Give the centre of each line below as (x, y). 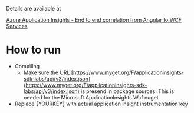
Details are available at (34, 9)
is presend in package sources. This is (127, 91)
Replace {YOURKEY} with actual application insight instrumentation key (101, 104)
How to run (34, 50)
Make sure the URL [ (48, 72)
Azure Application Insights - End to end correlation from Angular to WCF (94, 20)
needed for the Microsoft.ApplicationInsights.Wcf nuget (91, 97)
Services (17, 26)
